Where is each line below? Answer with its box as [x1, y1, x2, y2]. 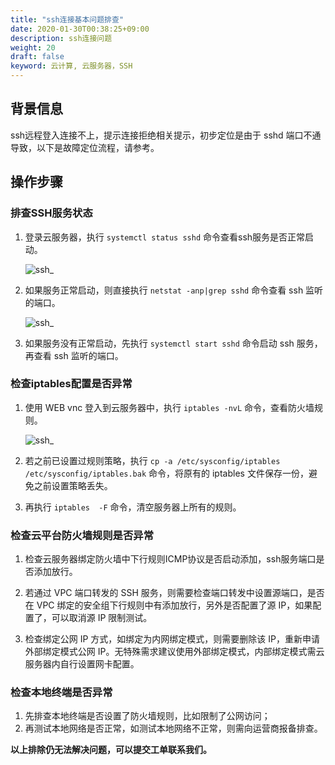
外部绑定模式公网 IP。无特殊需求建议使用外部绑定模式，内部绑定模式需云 [24, 646, 325, 658]
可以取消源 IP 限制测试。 [51, 612, 153, 624]
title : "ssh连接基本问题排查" [10, 14, 125, 25]
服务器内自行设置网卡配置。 [24, 658, 140, 670]
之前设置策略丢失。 [33, 479, 113, 491]
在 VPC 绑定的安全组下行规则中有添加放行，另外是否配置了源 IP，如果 [24, 599, 313, 611]
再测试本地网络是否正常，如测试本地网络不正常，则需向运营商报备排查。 [24, 722, 323, 735]
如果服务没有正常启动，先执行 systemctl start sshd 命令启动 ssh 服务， [24, 337, 323, 349]
